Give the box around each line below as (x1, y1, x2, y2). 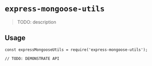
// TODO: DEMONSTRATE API (5, 56, 59, 61)
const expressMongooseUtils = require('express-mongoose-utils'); (5, 47, 148, 52)
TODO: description (17, 19, 57, 25)
